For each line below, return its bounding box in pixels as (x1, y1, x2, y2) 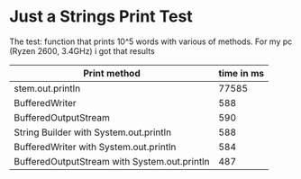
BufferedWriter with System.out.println (14, 140, 177, 153)
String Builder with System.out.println (14, 126, 172, 139)
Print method (82, 67, 141, 79)
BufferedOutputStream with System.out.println (14, 155, 210, 167)
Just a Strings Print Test (9, 6, 194, 27)
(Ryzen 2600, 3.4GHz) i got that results (9, 45, 155, 56)
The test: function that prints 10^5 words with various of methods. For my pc (9, 36, 293, 47)
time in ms (218, 67, 264, 79)
